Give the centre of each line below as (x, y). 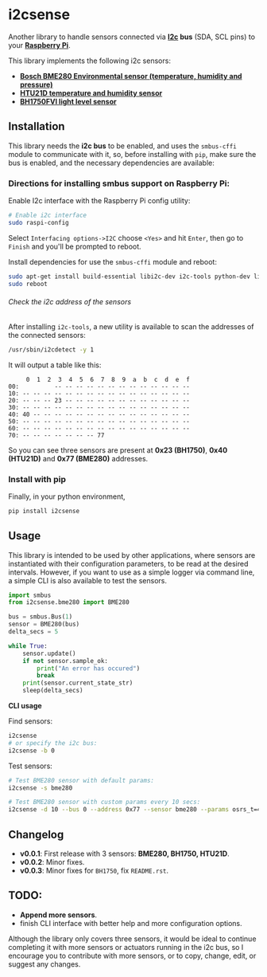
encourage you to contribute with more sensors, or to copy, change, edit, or (132, 955)
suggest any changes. (44, 964)
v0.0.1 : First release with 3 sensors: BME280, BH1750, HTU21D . (124, 853)
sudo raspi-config (39, 222)
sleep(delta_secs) (53, 691)
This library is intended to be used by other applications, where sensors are (132, 555)
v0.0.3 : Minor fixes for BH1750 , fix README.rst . (94, 871)
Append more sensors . (58, 915)
